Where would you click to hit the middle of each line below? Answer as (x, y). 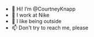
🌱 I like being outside (37, 21)
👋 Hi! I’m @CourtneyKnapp (44, 9)
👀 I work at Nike (30, 15)
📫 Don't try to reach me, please (50, 28)
